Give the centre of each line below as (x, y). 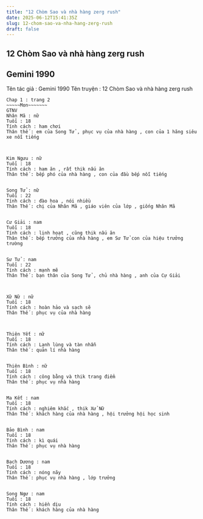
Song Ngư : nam (26, 494)
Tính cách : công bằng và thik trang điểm (61, 377)
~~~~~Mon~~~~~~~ (27, 105)
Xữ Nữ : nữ (20, 297)
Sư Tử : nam (21, 260)
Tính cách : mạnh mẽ (33, 270)
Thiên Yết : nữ (26, 334)
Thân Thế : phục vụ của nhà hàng (49, 313)
